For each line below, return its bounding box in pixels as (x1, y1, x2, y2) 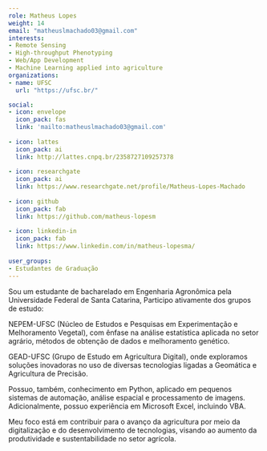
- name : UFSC (8, 79, 52, 87)
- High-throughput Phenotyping (8, 49, 113, 57)
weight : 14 (8, 19, 45, 27)
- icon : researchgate (8, 167, 81, 176)
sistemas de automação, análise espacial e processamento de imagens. (8, 393, 246, 402)
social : (8, 101, 34, 109)
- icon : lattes (8, 138, 59, 146)
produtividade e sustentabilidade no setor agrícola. (8, 433, 176, 443)
